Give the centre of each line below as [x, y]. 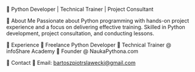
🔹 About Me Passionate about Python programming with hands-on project [98, 21]
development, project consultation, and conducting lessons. [80, 33]
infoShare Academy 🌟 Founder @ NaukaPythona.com [72, 51]
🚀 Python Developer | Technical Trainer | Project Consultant [80, 9]
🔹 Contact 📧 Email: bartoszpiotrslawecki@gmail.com [71, 63]
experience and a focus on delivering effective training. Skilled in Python [96, 27]
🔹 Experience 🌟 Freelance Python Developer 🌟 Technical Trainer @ [89, 45]
